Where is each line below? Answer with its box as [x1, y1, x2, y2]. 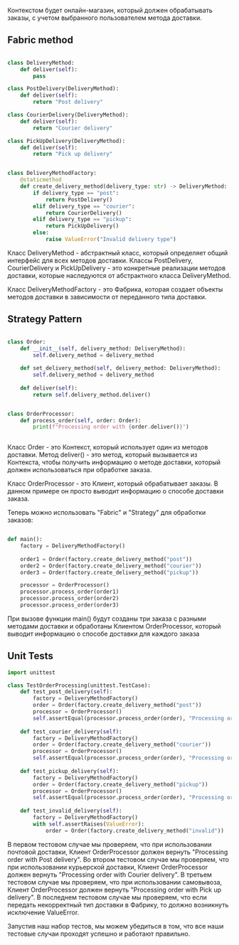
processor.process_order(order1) [20, 588, 119, 596]
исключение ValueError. [7, 908, 80, 917]
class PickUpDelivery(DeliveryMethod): [7, 137, 126, 144]
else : [33, 229, 50, 237]
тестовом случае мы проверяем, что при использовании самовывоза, [7, 877, 223, 886]
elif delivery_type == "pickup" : [33, 216, 132, 223]
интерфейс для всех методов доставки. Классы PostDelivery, [7, 256, 193, 265]
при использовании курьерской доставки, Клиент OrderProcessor [7, 863, 208, 871]
